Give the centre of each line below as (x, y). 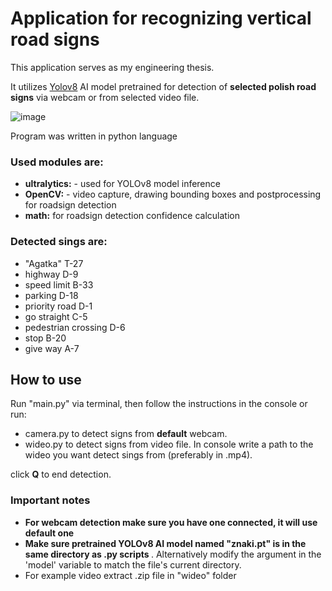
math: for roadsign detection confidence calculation (132, 216)
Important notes (50, 500)
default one (49, 533)
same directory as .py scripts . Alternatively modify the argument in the (173, 554)
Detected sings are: (59, 242)
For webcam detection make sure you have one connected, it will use (171, 522)
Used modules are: (57, 162)
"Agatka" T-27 (54, 263)
